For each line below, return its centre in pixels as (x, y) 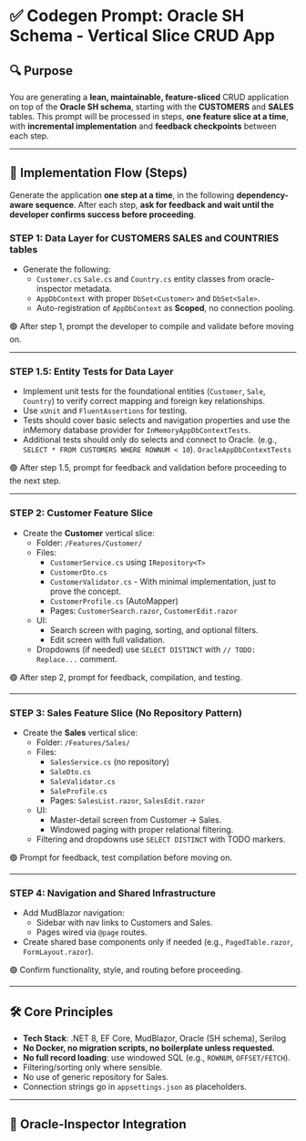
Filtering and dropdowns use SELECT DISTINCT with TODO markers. (161, 839)
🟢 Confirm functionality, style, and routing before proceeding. (126, 970)
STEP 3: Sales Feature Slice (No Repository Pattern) (126, 712)
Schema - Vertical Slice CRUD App (142, 36)
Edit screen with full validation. (107, 639)
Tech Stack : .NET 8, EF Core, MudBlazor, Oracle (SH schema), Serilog (154, 1038)
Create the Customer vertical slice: (88, 533)
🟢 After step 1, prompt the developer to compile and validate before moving (152, 327)
